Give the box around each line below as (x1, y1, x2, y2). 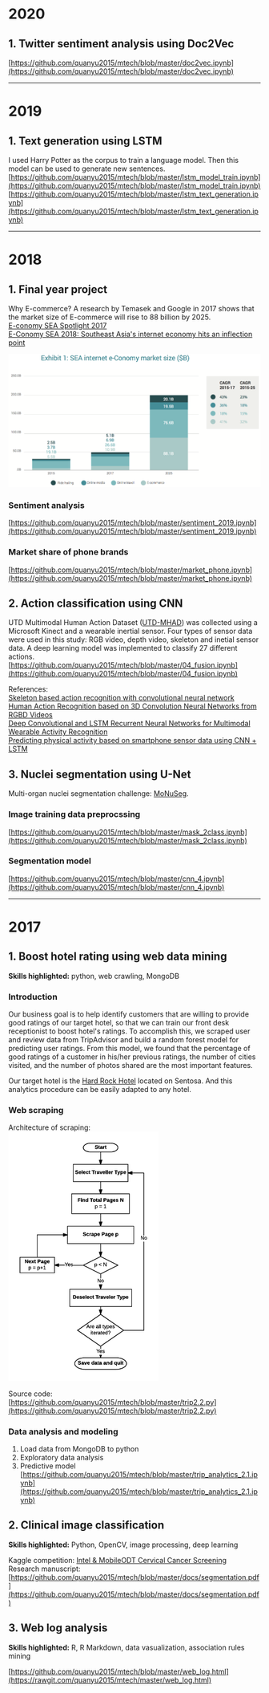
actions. (8, 652, 34, 662)
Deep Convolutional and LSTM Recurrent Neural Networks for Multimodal (8, 719, 251, 729)
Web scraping (8, 1105, 64, 1116)
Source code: (8, 1389, 53, 1399)
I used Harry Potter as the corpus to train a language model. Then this (8, 156, 239, 164)
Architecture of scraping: (8, 1123, 90, 1132)
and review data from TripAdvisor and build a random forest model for (8, 1035, 239, 1045)
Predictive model (19, 1461, 76, 1471)
